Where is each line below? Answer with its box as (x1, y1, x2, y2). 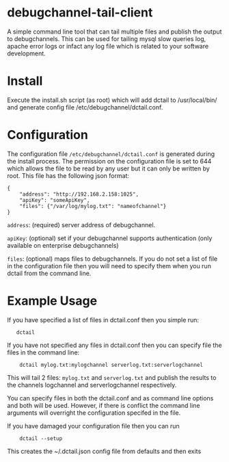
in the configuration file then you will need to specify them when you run (7, 261, 212, 270)
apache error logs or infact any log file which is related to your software (7, 42, 209, 50)
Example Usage (7, 293, 98, 309)
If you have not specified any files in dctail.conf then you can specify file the (7, 341, 222, 349)
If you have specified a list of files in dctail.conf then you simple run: (7, 316, 200, 324)
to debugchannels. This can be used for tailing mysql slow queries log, (7, 34, 206, 42)
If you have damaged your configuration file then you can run (7, 422, 180, 430)
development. (7, 49, 46, 57)
